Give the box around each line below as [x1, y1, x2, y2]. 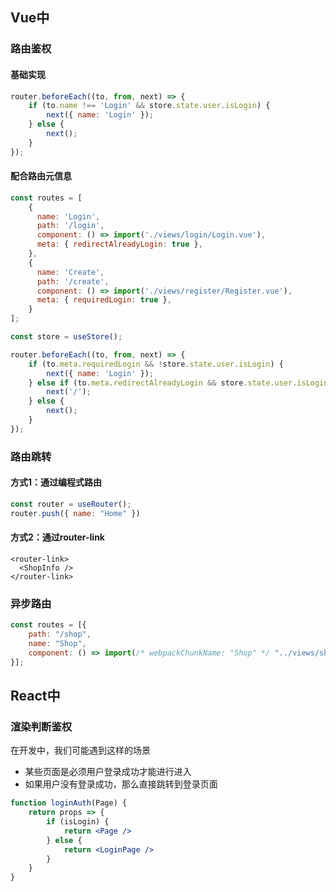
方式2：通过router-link [10, 531, 105, 543]
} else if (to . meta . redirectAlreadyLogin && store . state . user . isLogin [28, 378, 329, 388]
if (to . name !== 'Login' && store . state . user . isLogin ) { [28, 101, 271, 111]
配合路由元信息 [10, 170, 72, 182]
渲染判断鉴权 [10, 719, 73, 733]
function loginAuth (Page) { [10, 798, 128, 808]
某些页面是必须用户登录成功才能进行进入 [24, 766, 192, 778]
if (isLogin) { [46, 817, 110, 827]
